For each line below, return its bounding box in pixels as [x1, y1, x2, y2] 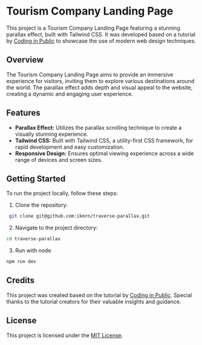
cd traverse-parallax [6, 236, 61, 242]
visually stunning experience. [15, 130, 88, 138]
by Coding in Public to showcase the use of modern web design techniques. [6, 37, 197, 44]
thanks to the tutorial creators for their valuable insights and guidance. [6, 298, 181, 305]
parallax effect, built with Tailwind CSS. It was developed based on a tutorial [6, 30, 195, 38]
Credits [6, 275, 35, 286]
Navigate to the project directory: [15, 224, 98, 232]
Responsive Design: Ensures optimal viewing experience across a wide [15, 150, 194, 157]
